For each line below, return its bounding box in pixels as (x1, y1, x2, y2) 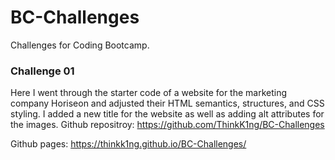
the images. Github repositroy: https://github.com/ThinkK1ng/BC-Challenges (10, 119, 325, 131)
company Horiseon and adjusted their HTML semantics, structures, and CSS (10, 97, 325, 110)
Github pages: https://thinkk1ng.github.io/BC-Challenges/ (10, 138, 247, 150)
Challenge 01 (10, 64, 75, 78)
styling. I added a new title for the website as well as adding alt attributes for (10, 108, 325, 120)
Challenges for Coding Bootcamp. (10, 39, 150, 51)
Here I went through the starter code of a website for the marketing (10, 87, 288, 99)
